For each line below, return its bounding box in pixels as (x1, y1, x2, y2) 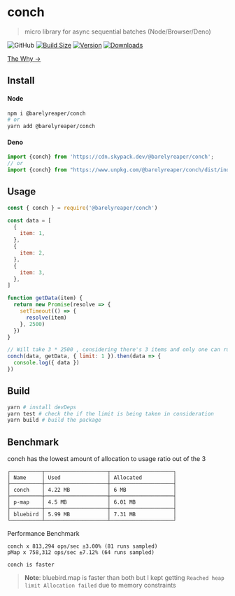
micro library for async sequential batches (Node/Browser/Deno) (24, 27, 211, 36)
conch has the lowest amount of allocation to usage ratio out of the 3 (7, 455, 206, 463)
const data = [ (7, 217, 52, 224)
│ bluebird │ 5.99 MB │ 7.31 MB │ (7, 511, 177, 518)
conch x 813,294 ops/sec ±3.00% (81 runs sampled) (7, 543, 158, 550)
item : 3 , (20, 269, 45, 276)
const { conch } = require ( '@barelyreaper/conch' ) (7, 204, 158, 211)
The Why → (7, 54, 41, 63)
